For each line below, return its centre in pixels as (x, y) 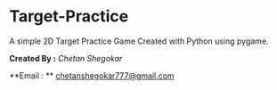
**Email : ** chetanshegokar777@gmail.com (92, 75)
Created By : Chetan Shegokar (66, 58)
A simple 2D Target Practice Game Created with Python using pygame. (139, 41)
